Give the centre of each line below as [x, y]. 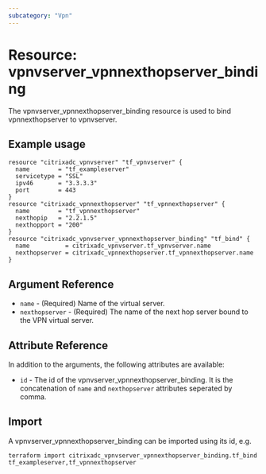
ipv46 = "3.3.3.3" [56, 184]
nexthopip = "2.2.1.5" [56, 218]
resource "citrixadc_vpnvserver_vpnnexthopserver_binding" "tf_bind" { [129, 239]
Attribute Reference [58, 346]
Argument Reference [61, 284]
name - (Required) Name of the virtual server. [92, 304]
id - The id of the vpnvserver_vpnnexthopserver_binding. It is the [126, 380]
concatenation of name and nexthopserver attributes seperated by [126, 388]
